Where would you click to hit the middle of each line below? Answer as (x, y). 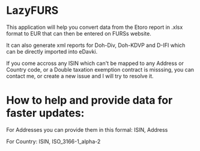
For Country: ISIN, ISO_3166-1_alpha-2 (53, 141)
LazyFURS (32, 11)
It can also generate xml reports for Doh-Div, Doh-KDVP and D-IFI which (96, 45)
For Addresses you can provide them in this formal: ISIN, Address (87, 129)
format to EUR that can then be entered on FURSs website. (79, 33)
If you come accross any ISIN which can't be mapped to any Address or (95, 63)
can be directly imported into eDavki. (52, 51)
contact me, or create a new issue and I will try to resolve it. (80, 76)
